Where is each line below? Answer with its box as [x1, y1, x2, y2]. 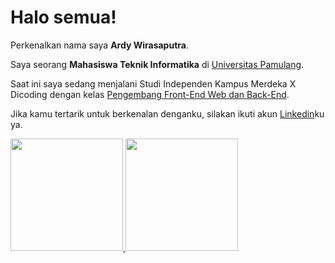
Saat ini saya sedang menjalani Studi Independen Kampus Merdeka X [10, 77, 297, 90]
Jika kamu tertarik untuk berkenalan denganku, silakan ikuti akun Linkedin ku [10, 107, 325, 120]
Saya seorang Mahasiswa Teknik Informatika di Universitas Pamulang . [10, 58, 305, 70]
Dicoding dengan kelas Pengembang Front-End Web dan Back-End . [10, 88, 290, 100]
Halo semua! [10, 6, 117, 29]
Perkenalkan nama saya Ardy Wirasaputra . [10, 39, 189, 51]
